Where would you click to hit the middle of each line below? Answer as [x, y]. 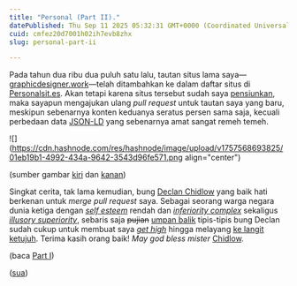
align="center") [213, 158]
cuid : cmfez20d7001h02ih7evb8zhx [71, 34]
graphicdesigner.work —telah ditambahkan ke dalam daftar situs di [130, 84]
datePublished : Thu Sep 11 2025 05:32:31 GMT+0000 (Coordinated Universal [150, 26]
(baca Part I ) [32, 256]
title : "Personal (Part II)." [65, 17]
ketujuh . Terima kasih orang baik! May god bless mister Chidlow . [127, 238]
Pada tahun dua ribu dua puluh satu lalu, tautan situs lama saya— [128, 75]
